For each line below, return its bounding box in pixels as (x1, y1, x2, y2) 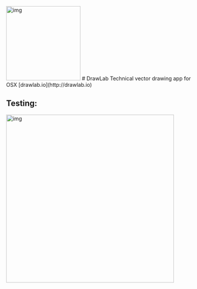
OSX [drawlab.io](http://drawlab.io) (6, 81, 92, 88)
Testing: (6, 98, 37, 109)
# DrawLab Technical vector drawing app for (81, 75, 191, 82)
